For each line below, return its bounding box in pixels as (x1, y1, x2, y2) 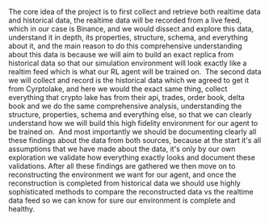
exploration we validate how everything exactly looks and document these (8, 153, 256, 162)
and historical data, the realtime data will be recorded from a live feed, (8, 15, 242, 25)
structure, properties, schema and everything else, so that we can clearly (8, 110, 252, 119)
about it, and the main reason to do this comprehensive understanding (8, 41, 242, 51)
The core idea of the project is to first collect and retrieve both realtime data (8, 7, 261, 16)
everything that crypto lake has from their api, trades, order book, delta (8, 93, 245, 102)
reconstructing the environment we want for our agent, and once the (8, 170, 237, 179)
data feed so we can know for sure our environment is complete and (8, 195, 236, 205)
